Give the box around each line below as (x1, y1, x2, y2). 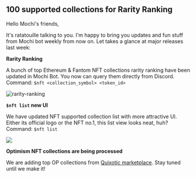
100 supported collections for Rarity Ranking (6, 5, 173, 15)
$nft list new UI (6, 102, 49, 109)
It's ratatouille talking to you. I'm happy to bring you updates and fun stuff (6, 32, 183, 39)
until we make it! (6, 165, 46, 172)
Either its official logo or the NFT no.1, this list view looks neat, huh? (6, 119, 169, 126)
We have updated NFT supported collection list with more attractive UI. (6, 113, 177, 120)
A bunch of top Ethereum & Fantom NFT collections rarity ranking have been (6, 67, 190, 74)
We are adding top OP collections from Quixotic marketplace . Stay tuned (6, 159, 181, 166)
